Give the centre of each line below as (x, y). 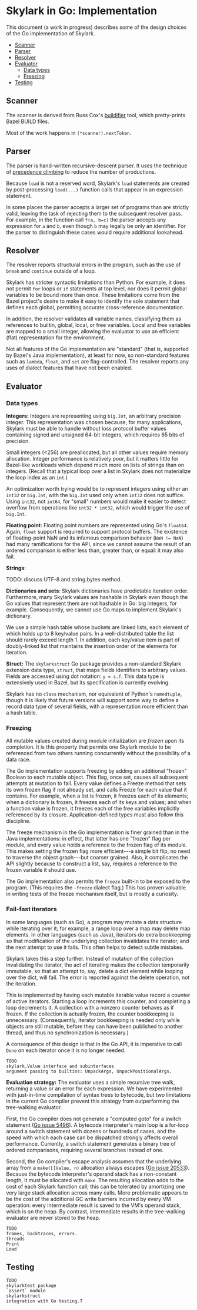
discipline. (19, 821)
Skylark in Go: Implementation (82, 11)
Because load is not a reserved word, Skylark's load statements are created (98, 183)
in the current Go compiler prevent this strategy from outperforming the (93, 1101)
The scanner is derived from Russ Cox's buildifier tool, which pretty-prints (96, 115)
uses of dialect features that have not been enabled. (69, 368)
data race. (19, 760)
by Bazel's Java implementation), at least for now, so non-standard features (98, 355)
